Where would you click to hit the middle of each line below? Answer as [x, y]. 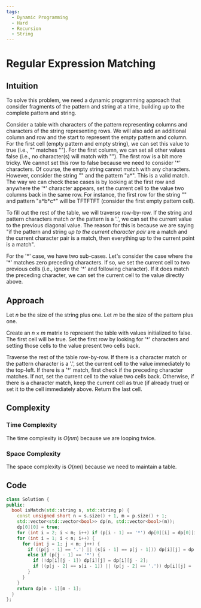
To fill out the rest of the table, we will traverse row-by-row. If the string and [99, 213]
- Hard [20, 23]
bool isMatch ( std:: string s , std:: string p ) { [71, 510]
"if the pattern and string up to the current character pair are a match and [97, 232]
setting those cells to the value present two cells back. [73, 345]
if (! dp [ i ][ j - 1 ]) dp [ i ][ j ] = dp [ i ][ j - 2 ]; [90, 561]
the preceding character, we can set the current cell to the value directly [95, 275]
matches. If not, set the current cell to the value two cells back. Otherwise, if [100, 376]
